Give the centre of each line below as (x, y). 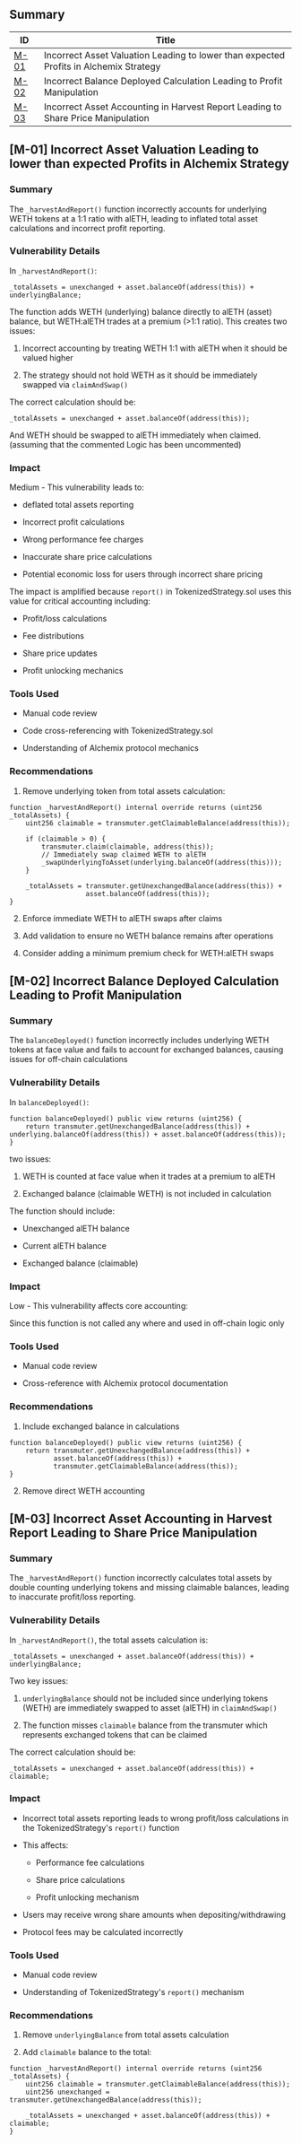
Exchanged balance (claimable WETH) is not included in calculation (146, 1193)
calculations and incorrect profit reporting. (87, 228)
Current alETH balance (64, 1245)
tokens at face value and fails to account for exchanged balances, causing (146, 1050)
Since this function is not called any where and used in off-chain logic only (147, 1323)
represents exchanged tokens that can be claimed (115, 1734)
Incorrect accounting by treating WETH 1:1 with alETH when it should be (155, 348)
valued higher (47, 357)
